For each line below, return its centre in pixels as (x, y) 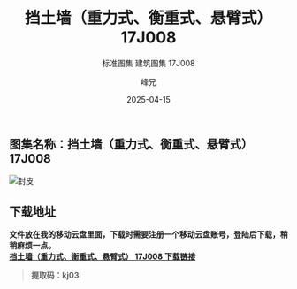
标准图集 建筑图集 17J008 (148, 63)
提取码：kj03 (55, 276)
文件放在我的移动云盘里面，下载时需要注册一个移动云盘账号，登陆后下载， (145, 234)
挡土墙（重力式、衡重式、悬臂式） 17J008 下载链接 (103, 256)
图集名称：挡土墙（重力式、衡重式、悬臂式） (131, 144)
